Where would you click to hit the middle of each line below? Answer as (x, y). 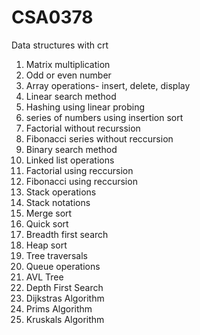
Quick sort (47, 223)
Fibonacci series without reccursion (99, 138)
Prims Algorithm (59, 308)
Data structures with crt (60, 45)
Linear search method (71, 96)
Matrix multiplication (68, 64)
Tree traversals (56, 255)
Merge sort (49, 213)
